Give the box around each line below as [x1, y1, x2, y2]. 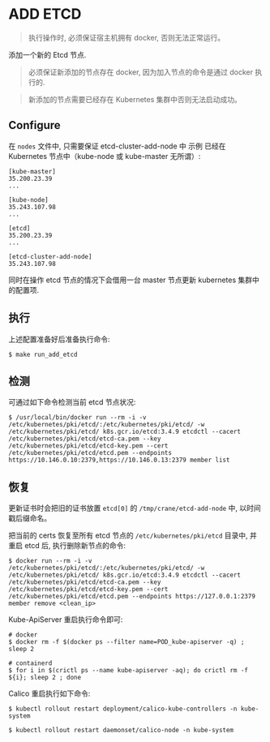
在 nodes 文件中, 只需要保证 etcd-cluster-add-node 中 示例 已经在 [8, 141, 226, 151]
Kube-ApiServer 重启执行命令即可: [8, 615, 123, 624]
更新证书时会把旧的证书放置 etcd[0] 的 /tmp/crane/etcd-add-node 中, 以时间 [8, 504, 261, 513]
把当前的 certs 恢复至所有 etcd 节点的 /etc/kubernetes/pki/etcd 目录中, [8, 530, 249, 540]
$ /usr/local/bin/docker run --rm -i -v [8, 414, 148, 422]
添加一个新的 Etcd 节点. [8, 49, 87, 59]
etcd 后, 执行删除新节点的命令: [24, 541, 126, 551]
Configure [8, 118, 61, 132]
